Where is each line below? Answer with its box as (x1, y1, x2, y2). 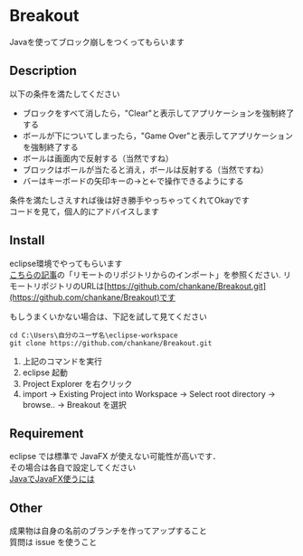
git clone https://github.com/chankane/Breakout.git (9, 338, 213, 348)
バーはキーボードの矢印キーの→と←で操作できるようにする (22, 175, 244, 186)
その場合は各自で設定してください (9, 462, 137, 473)
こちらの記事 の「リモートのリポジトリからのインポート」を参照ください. (9, 269, 282, 280)
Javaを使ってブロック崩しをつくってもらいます (9, 36, 185, 47)
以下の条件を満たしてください (9, 88, 120, 99)
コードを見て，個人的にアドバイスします (9, 205, 160, 217)
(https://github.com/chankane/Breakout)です (9, 291, 176, 303)
